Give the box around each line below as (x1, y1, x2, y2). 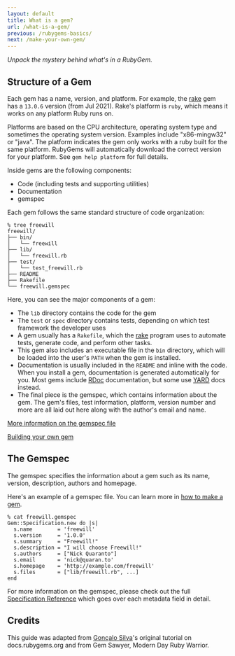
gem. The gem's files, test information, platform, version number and (17, 398, 216, 406)
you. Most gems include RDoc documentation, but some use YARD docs (17, 375, 226, 384)
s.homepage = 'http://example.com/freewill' (13, 562, 155, 569)
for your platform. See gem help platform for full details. (7, 152, 169, 161)
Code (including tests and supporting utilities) (17, 179, 149, 188)
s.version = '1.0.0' (13, 531, 86, 539)
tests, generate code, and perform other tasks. (17, 338, 152, 347)
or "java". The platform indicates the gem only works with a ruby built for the (7, 137, 227, 146)
